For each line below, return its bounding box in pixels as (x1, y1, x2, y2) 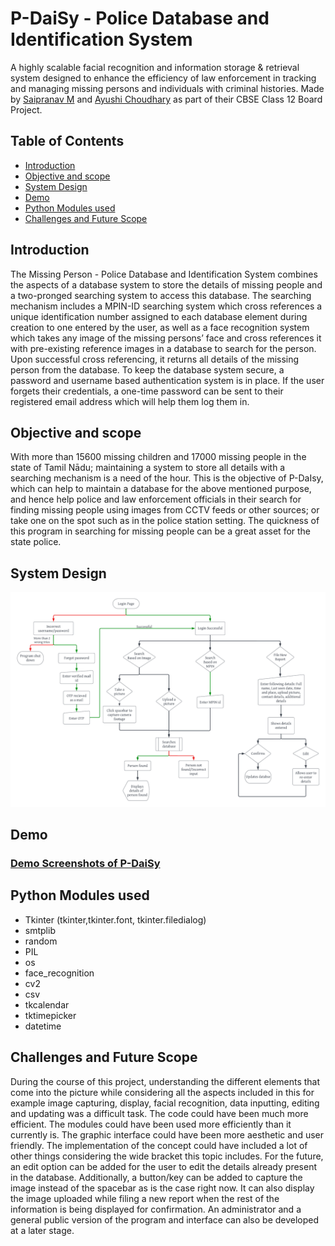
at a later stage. (10, 1224, 75, 1236)
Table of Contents (10, 133, 125, 150)
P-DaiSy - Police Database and (10, 7, 270, 30)
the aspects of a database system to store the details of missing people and (10, 278, 323, 291)
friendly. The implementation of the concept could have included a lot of (10, 1139, 308, 1151)
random (24, 935, 58, 947)
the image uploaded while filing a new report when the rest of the (10, 1192, 280, 1204)
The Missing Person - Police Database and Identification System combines (10, 268, 318, 280)
